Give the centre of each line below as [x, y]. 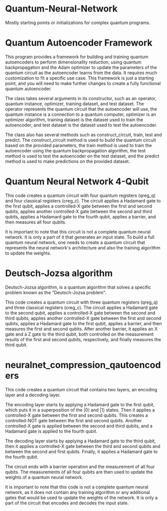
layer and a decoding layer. [33, 395]
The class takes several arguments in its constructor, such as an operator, [81, 98]
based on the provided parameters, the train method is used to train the [79, 145]
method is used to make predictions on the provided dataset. [68, 161]
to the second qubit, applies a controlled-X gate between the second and [80, 313]
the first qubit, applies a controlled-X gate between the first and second [79, 206]
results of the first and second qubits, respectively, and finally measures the [83, 339]
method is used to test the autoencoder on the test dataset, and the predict [82, 156]
